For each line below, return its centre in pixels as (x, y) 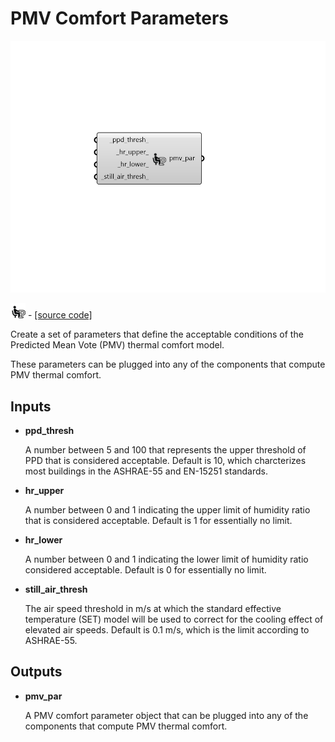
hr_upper (44, 490)
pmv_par (43, 696)
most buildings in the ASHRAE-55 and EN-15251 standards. (146, 471)
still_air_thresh (56, 589)
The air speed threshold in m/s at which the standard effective (153, 608)
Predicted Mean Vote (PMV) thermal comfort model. (117, 345)
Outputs (36, 672)
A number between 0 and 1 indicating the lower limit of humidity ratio (166, 559)
